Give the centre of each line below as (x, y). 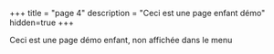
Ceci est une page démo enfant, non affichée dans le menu (121, 40)
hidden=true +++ (42, 22)
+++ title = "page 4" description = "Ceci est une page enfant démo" (137, 13)
